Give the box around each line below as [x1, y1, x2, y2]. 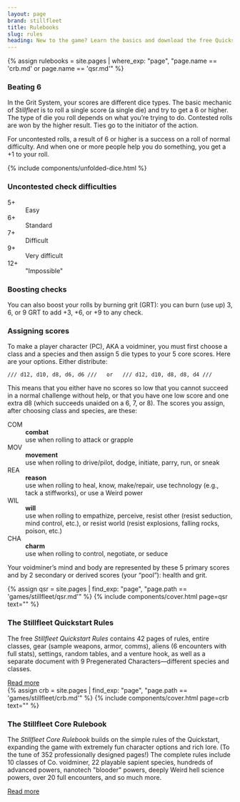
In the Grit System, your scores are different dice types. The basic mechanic [7, 98, 232, 107]
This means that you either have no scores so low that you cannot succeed [7, 384, 229, 392]
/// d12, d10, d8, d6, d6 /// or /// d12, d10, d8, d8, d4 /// [7, 371, 213, 379]
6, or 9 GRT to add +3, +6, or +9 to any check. [7, 308, 144, 317]
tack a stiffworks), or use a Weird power [25, 489, 144, 497]
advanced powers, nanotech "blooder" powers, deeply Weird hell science [7, 766, 225, 774]
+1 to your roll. [7, 150, 50, 159]
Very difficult [25, 251, 64, 259]
